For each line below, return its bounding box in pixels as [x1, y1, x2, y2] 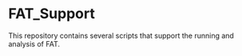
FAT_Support [8, 5, 96, 23]
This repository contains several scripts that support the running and [8, 31, 234, 40]
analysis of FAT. [8, 39, 61, 48]
